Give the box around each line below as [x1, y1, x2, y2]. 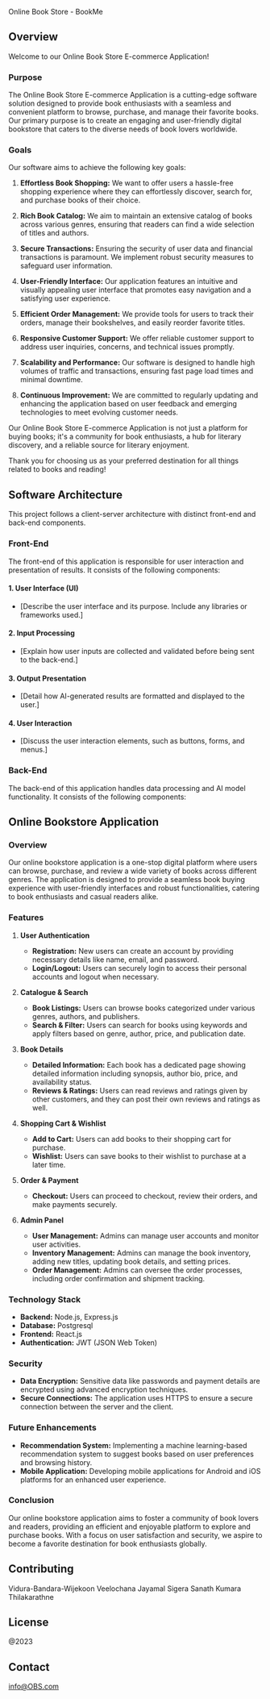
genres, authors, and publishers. [31, 1011, 140, 1021]
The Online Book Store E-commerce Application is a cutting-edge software [8, 90, 258, 100]
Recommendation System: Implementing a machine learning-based [19, 1440, 247, 1450]
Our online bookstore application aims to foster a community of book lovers [8, 1513, 260, 1522]
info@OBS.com [8, 1681, 59, 1692]
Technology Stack [8, 1293, 81, 1305]
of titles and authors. [19, 228, 89, 238]
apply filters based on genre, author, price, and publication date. [31, 1028, 246, 1039]
